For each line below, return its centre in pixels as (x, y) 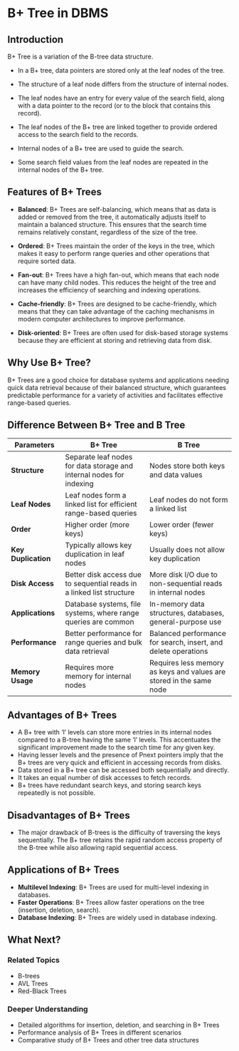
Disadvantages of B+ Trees (69, 815)
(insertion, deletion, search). (59, 910)
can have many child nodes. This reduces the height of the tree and (117, 282)
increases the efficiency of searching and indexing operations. (109, 289)
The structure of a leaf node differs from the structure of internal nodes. (123, 84)
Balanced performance (187, 634)
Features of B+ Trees (54, 192)
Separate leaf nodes (99, 457)
